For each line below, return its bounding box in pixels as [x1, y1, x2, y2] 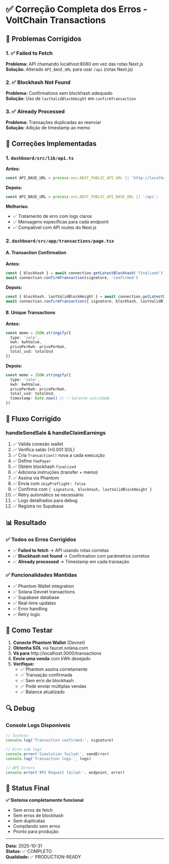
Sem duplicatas [13, 818, 46, 824]
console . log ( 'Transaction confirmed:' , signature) [6, 738, 114, 743]
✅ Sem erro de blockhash [20, 677, 74, 683]
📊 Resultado [6, 519, 47, 527]
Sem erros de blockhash [13, 812, 64, 819]
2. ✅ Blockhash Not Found [6, 79, 71, 86]
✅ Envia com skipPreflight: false [13, 480, 86, 486]
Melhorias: [6, 203, 29, 209]
